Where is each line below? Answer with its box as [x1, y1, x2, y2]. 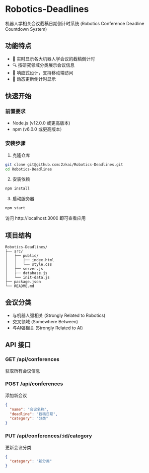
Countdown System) [5, 26, 47, 32]
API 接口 [5, 341, 31, 349]
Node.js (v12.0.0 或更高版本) [12, 120, 71, 126]
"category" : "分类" [9, 416, 49, 421]
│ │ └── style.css [5, 262, 52, 267]
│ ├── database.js [5, 271, 48, 276]
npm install [5, 186, 30, 191]
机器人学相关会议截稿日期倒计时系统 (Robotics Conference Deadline [5, 20, 145, 26]
